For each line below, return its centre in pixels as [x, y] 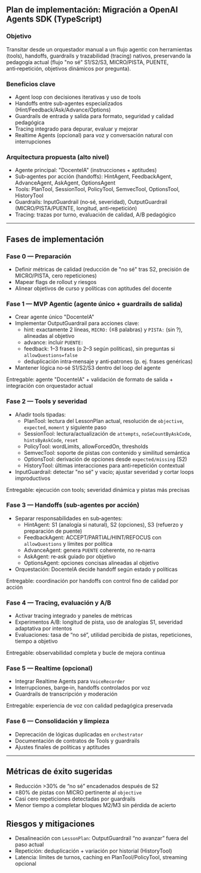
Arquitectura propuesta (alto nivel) [58, 157]
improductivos [33, 478]
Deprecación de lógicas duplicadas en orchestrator [79, 734]
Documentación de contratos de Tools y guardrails [77, 741]
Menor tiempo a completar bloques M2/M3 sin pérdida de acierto [95, 805]
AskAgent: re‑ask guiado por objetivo [70, 556]
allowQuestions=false [51, 356]
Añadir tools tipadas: [40, 414]
